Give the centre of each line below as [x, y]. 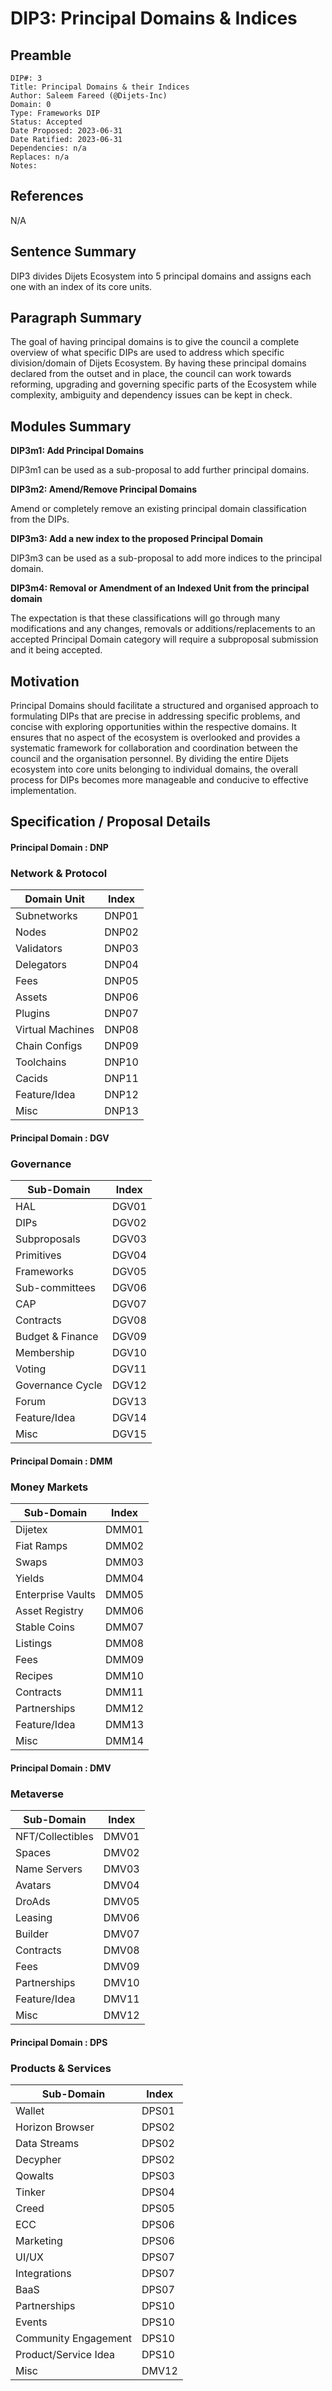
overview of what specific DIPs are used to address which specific [147, 353]
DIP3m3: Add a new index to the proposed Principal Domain [137, 539]
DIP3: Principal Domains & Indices [154, 18]
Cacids [31, 1079]
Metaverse [37, 1794]
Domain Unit [54, 899]
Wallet [30, 2110]
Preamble [41, 55]
